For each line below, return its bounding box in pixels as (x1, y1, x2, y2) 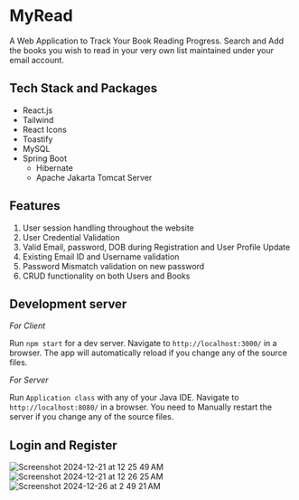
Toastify (22, 133, 53, 145)
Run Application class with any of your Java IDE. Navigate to (9, 392, 239, 403)
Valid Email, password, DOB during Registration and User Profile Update (22, 241, 291, 252)
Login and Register (9, 438, 117, 453)
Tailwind (22, 114, 54, 125)
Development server (9, 296, 127, 312)
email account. (9, 54, 65, 65)
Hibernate (35, 162, 74, 173)
